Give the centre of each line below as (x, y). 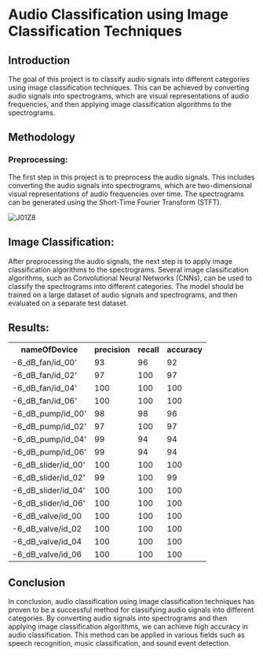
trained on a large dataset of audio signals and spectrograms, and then (123, 295)
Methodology (42, 137)
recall (148, 350)
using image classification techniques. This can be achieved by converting (129, 87)
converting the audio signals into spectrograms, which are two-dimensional (130, 185)
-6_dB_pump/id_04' (49, 439)
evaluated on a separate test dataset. (68, 303)
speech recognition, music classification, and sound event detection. (119, 643)
